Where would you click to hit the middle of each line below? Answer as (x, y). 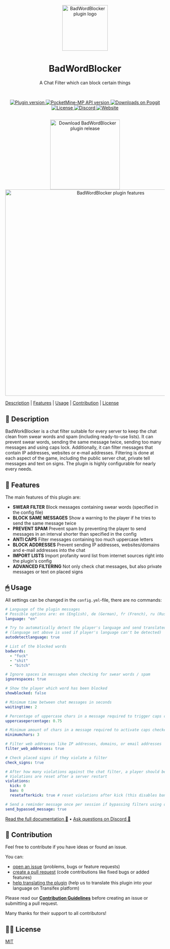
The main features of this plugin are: (43, 497)
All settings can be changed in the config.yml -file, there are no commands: (83, 600)
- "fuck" (19, 656)
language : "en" (21, 619)
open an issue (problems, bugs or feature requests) (66, 867)
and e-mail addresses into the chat (49, 550)
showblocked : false (26, 693)
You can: (14, 857)
